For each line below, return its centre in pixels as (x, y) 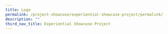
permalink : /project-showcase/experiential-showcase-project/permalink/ (84, 14)
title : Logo (18, 10)
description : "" (22, 19)
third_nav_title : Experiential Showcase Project (58, 24)
